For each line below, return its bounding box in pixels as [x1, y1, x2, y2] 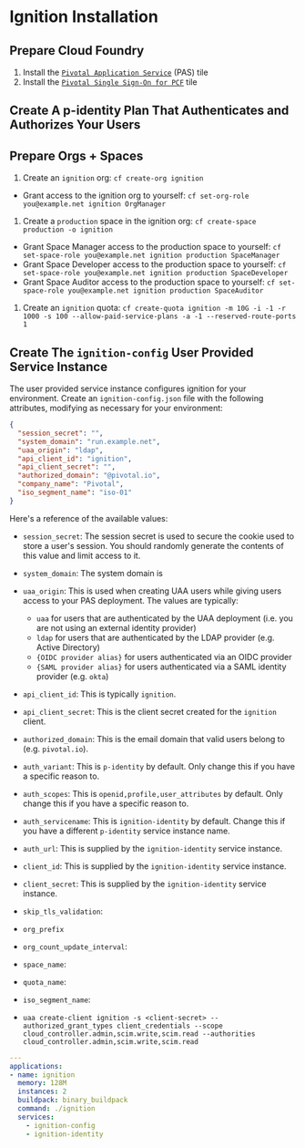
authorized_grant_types [22, 1021, 114, 1030]
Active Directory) [36, 641, 100, 653]
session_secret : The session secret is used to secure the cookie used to [22, 531, 294, 542]
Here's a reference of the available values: [9, 512, 168, 523]
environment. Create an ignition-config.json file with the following [9, 393, 264, 404]
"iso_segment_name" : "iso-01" [17, 488, 132, 498]
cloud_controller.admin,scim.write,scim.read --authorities [22, 1029, 256, 1039]
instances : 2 [17, 1087, 67, 1096]
